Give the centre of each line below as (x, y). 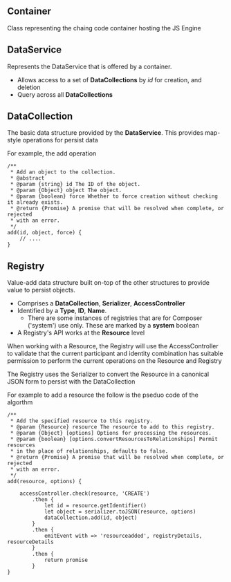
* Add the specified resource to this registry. (82, 421)
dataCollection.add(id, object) (91, 518)
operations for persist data (60, 140)
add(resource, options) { (44, 482)
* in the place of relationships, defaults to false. (89, 451)
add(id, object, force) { (44, 233)
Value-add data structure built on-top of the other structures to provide (108, 283)
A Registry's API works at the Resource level (81, 333)
